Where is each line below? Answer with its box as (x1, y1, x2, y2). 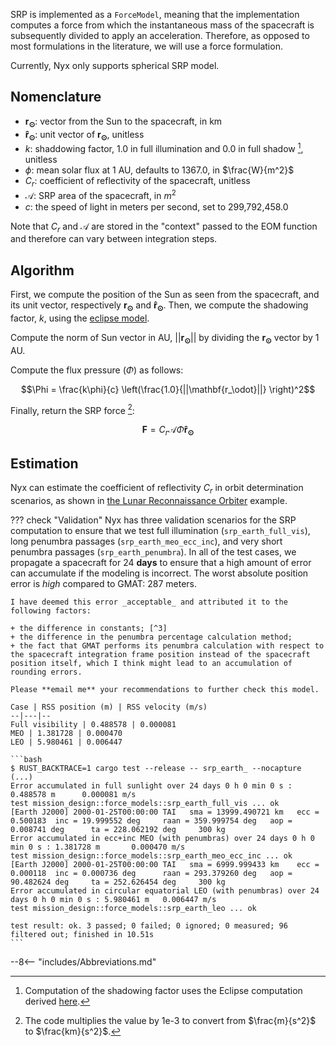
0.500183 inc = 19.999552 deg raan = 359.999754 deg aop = (10, 815, 293, 826)
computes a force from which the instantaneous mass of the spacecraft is (10, 19, 315, 31)
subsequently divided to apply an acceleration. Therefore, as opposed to (10, 30, 310, 41)
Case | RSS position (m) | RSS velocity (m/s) (10, 702, 208, 712)
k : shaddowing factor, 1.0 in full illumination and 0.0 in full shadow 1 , (24, 141, 304, 155)
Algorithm (10, 262, 75, 279)
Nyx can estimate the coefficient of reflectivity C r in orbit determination (10, 481, 304, 496)
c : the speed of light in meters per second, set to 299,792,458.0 (24, 200, 289, 213)
